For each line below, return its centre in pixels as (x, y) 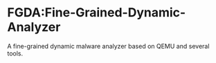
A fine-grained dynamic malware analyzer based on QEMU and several (108, 46)
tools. (15, 53)
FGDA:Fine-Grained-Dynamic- (97, 13)
